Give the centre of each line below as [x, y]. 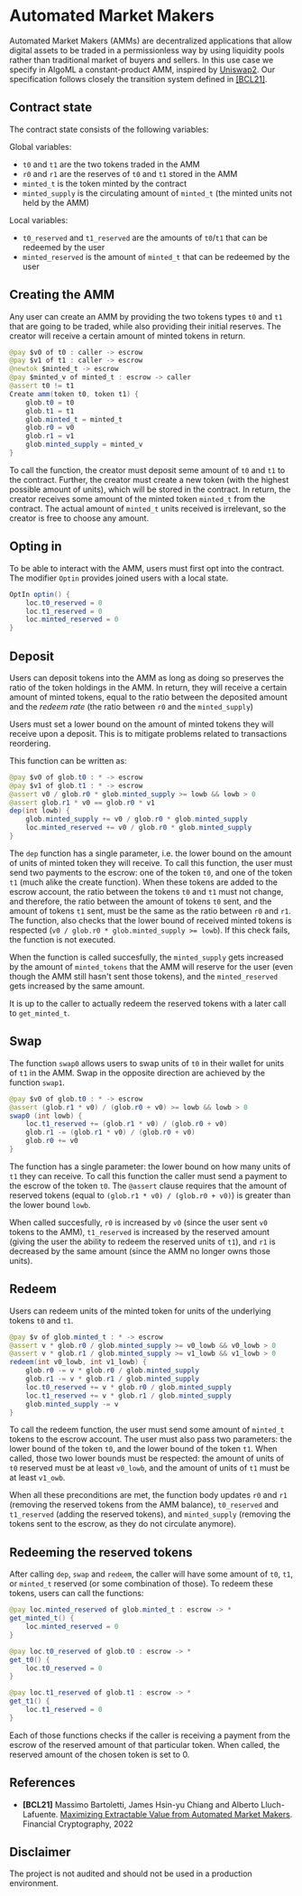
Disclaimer [40, 1852]
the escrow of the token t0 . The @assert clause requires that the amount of [148, 1185]
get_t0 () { [30, 1659]
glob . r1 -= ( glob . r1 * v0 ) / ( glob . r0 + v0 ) [110, 1133]
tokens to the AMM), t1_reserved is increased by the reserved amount [140, 1231]
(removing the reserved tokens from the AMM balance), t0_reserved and [144, 1505]
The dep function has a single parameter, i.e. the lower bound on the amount [151, 853]
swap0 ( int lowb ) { [46, 1116]
